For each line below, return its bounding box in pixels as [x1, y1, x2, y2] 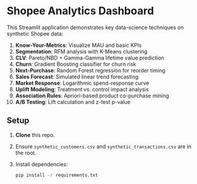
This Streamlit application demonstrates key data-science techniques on [7, 24, 184, 31]
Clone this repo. [15, 131, 55, 138]
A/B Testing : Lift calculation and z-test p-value [15, 98, 131, 105]
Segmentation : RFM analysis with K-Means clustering [15, 47, 148, 55]
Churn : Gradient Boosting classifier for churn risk [15, 61, 136, 68]
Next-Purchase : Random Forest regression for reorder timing [15, 66, 166, 74]
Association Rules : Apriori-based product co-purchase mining [15, 92, 170, 99]
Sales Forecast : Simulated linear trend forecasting [15, 73, 139, 80]
